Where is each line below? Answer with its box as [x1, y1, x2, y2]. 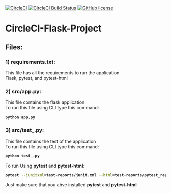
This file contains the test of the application [5, 138, 96, 145]
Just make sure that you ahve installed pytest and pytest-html [5, 182, 137, 188]
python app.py [5, 115, 36, 120]
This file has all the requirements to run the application [5, 69, 120, 76]
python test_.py [5, 153, 40, 159]
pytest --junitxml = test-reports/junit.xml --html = [5, 173, 115, 178]
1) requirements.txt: [5, 58, 55, 65]
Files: [5, 43, 23, 51]
